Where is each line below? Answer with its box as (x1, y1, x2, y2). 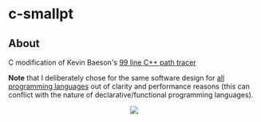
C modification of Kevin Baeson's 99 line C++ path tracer (8, 57, 197, 67)
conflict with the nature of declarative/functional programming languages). (8, 90, 254, 100)
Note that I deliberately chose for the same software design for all (8, 73, 225, 82)
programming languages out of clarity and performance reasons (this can (8, 81, 250, 91)
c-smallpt (8, 5, 74, 23)
